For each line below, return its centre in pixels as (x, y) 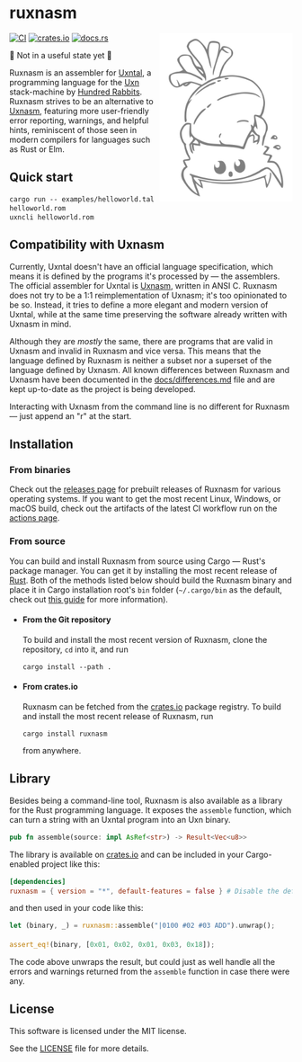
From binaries (40, 469)
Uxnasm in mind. (40, 324)
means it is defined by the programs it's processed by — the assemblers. (145, 276)
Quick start (41, 178)
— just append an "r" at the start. (71, 415)
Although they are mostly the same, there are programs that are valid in (141, 341)
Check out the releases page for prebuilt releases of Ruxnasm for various (145, 489)
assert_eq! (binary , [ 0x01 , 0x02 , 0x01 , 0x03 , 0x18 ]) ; (112, 945)
